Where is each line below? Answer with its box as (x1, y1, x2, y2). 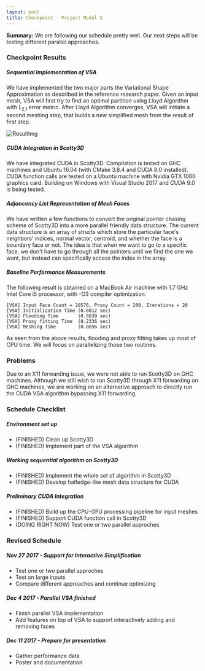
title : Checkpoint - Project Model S (6, 15, 103, 21)
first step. (6, 118, 31, 126)
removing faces (15, 623, 55, 630)
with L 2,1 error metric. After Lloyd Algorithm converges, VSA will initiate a (6, 104, 190, 112)
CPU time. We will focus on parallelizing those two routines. (6, 341, 157, 349)
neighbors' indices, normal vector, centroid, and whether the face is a (6, 235, 182, 242)
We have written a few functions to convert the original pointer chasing (6, 215, 186, 223)
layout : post (6, 9, 40, 15)
